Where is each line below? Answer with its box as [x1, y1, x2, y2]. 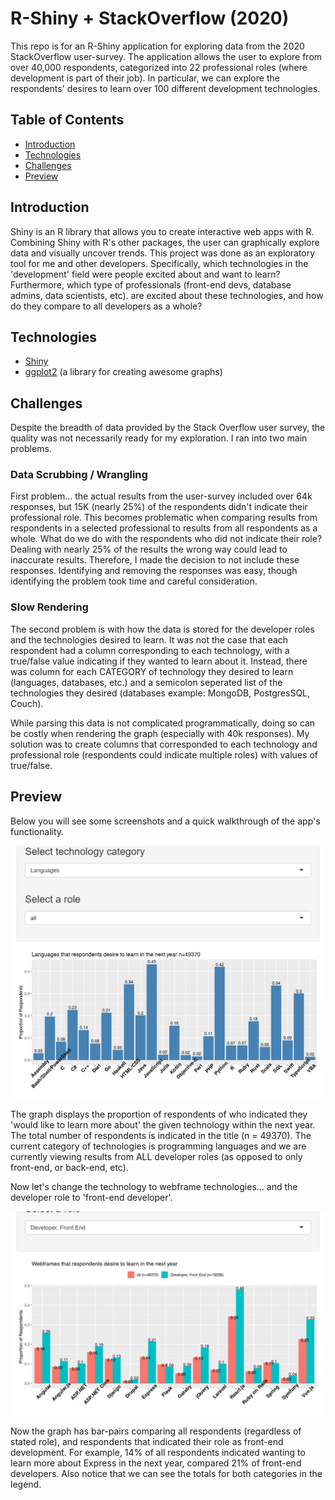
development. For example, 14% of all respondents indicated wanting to [10, 1447, 306, 1459]
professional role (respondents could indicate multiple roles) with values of [10, 748, 318, 761]
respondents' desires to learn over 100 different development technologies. [10, 82, 321, 94]
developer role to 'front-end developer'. [10, 1191, 173, 1203]
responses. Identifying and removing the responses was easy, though [10, 565, 298, 577]
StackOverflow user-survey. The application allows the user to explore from [10, 50, 323, 62]
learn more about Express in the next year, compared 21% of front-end [10, 1457, 302, 1469]
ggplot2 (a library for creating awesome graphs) [24, 366, 223, 378]
